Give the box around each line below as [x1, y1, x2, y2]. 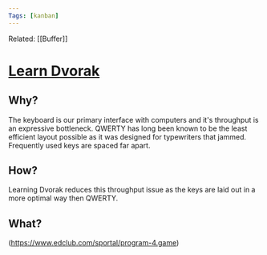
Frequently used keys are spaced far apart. [8, 140, 151, 150]
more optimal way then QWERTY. [8, 193, 119, 203]
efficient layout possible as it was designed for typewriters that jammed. [8, 132, 247, 141]
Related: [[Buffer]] [8, 34, 68, 43]
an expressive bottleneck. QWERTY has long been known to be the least [8, 123, 248, 133]
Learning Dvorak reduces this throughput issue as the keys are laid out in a [8, 185, 256, 195]
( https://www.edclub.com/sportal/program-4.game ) [8, 238, 180, 248]
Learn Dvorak [8, 62, 100, 80]
